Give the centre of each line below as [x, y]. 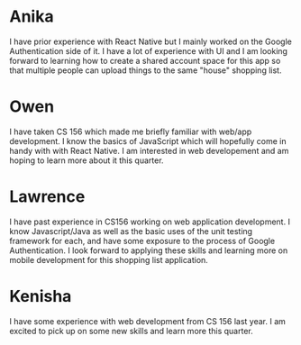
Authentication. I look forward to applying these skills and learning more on [149, 250]
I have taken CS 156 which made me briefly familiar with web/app [131, 132]
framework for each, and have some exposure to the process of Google [142, 241]
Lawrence [47, 197]
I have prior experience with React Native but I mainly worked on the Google [151, 41]
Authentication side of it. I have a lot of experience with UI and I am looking [149, 50]
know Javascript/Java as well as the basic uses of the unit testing [131, 231]
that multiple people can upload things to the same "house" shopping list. [146, 70]
